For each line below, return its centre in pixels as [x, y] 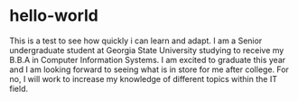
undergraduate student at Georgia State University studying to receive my [147, 50]
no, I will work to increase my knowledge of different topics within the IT [144, 78]
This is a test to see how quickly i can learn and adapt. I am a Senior [136, 41]
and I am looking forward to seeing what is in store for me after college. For [149, 69]
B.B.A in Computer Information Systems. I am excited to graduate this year [148, 60]
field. [19, 88]
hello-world [54, 16]
